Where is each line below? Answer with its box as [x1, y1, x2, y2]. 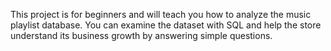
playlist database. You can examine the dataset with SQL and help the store [10, 19, 322, 31]
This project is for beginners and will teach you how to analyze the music [10, 9, 312, 20]
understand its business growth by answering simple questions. [10, 30, 273, 41]
